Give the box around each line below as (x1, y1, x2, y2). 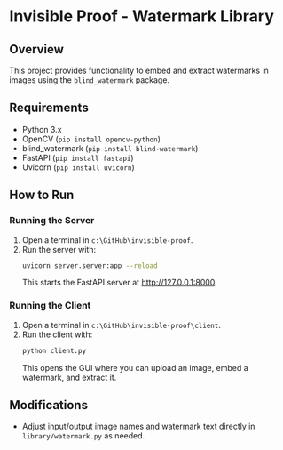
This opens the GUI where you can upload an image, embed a (21, 362, 248, 373)
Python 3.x (21, 124, 62, 134)
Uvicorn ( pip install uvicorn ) (21, 162, 135, 173)
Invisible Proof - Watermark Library (9, 6, 275, 27)
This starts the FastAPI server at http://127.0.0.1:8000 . (21, 277, 217, 288)
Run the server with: (21, 244, 96, 254)
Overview (9, 42, 65, 57)
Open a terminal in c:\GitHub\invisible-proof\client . (21, 319, 222, 330)
